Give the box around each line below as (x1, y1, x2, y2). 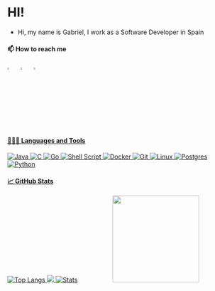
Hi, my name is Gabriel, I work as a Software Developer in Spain (17, 28, 204, 36)
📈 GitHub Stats (7, 176, 54, 185)
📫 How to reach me (7, 44, 67, 53)
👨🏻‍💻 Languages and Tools (7, 137, 86, 145)
